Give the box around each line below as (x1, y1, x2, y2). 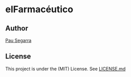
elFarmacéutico (5, 4, 73, 15)
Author (5, 24, 28, 33)
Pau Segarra (5, 37, 32, 43)
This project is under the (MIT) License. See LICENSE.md (5, 65, 126, 72)
